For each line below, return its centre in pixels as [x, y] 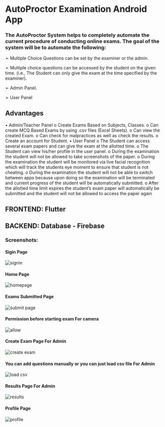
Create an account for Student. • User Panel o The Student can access [78, 141]
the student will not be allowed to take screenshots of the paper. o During [80, 157]
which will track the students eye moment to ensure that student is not [77, 167]
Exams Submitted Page [29, 296]
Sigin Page [16, 252]
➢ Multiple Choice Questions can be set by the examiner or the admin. [77, 58]
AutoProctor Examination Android [76, 9]
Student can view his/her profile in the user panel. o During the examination [82, 152]
